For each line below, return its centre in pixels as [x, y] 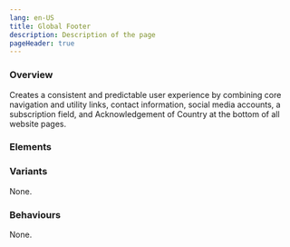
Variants [29, 172]
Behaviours [35, 214]
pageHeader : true [42, 43]
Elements [31, 147]
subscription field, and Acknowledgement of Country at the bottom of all [145, 114]
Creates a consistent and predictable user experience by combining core [145, 94]
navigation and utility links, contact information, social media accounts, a [145, 104]
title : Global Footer [50, 26]
